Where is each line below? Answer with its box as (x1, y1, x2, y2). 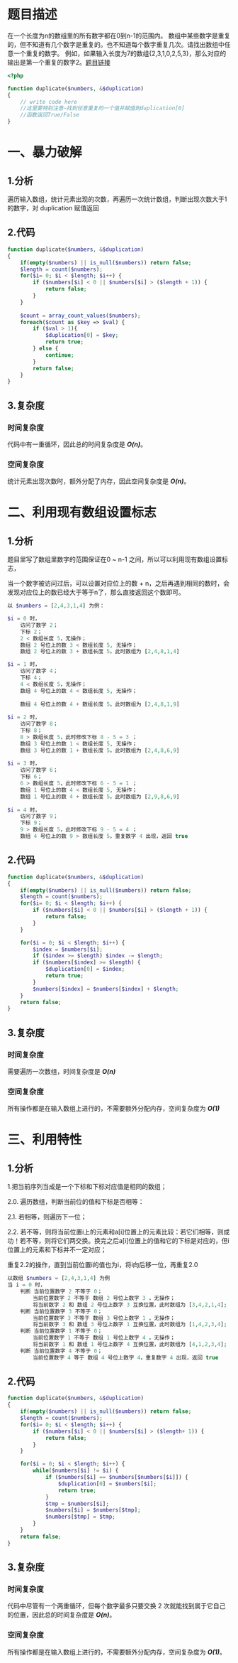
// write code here (20, 98, 78, 105)
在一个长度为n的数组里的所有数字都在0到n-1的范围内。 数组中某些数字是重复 (7, 31, 231, 40)
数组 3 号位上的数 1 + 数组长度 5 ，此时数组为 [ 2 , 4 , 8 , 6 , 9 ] (20, 747, 180, 754)
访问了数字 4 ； (20, 667, 59, 675)
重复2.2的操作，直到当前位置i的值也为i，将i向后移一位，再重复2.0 (7, 1261, 198, 1269)
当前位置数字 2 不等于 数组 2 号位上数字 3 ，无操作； (33, 1294, 176, 1301)
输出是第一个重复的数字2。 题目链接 (7, 58, 111, 66)
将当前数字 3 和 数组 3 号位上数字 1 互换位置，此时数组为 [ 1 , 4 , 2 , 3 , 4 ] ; (33, 1321, 227, 1328)
